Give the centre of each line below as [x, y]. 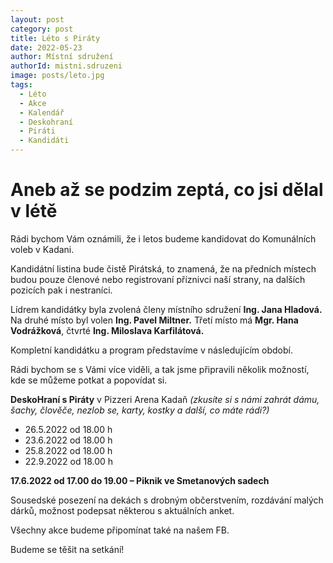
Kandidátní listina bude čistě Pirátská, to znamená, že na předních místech [163, 268]
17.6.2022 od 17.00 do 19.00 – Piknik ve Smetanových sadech [140, 480]
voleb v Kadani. [42, 249]
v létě [34, 211]
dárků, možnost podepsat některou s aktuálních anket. [122, 510]
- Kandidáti [44, 141]
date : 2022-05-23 [46, 47]
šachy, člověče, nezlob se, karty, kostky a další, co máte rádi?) [140, 410]
